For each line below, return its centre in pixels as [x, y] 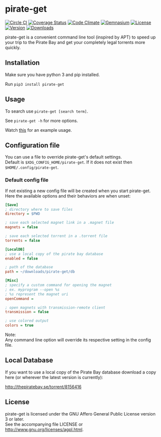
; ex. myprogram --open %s [32, 289]
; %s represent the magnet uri [37, 294]
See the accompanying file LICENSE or [44, 424]
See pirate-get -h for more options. [42, 120]
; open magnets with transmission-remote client [55, 308]
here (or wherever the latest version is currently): [54, 377]
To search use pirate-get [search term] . [47, 111]
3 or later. [15, 419]
